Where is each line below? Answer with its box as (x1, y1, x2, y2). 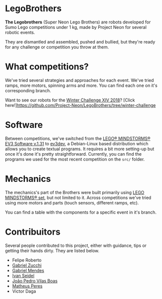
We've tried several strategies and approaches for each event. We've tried (5, 77, 154, 83)
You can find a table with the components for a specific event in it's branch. (5, 209, 157, 215)
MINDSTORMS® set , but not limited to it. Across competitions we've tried (5, 195, 152, 200)
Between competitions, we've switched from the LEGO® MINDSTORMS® (5, 135, 151, 141)
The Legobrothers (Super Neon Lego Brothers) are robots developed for (5, 19, 151, 25)
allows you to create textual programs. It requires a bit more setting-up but (5, 146, 155, 152)
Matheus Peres (12, 283, 43, 289)
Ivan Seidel (12, 273, 35, 279)
